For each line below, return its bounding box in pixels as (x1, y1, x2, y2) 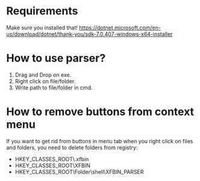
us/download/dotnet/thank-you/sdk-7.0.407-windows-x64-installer (6, 30, 173, 37)
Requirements (6, 4, 78, 18)
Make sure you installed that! (6, 24, 78, 31)
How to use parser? (6, 52, 106, 65)
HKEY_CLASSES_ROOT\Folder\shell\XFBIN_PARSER (14, 168, 144, 175)
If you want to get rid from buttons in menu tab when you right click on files (6, 137, 193, 144)
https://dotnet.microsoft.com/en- (79, 24, 161, 31)
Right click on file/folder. (14, 77, 76, 85)
